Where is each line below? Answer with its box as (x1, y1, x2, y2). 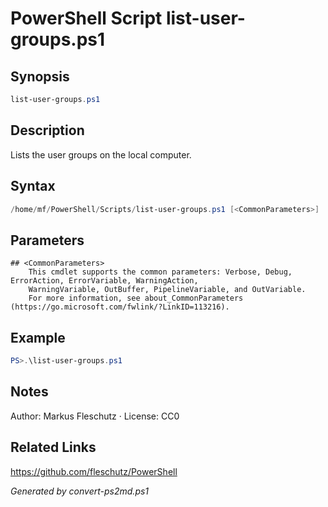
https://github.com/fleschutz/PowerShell (10, 465, 178, 477)
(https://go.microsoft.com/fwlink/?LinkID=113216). (10, 302, 230, 312)
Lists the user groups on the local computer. (10, 148, 192, 161)
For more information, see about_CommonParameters (28, 293, 244, 304)
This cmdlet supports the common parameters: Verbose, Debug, (28, 267, 293, 277)
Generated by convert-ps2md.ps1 (10, 485, 150, 497)
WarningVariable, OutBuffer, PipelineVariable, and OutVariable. (28, 285, 307, 295)
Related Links (10, 439, 97, 456)
